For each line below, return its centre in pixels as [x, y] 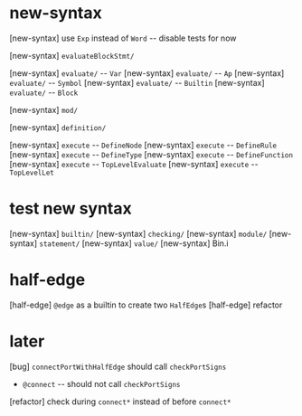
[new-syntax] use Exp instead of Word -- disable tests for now [123, 38]
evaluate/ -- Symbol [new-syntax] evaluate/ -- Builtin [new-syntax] [137, 82]
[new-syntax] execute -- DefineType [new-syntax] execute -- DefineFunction [151, 154]
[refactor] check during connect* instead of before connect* [121, 402]
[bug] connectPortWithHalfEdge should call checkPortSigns [118, 366]
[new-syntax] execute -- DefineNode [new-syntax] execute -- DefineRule [143, 145]
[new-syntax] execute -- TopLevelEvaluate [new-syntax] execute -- [134, 164]
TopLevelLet [32, 173]
